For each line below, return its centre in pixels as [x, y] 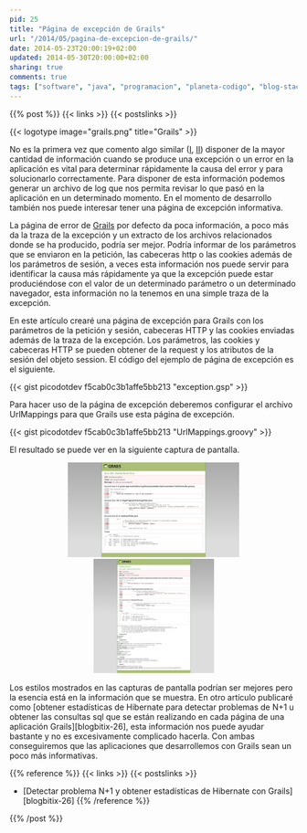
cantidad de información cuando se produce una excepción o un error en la [152, 159]
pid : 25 [24, 19]
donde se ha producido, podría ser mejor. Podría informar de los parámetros [153, 244]
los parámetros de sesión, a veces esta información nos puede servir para [149, 264]
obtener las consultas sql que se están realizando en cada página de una [147, 716]
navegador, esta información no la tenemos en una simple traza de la [139, 293]
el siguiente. [32, 369]
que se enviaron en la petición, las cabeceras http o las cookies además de [151, 254]
